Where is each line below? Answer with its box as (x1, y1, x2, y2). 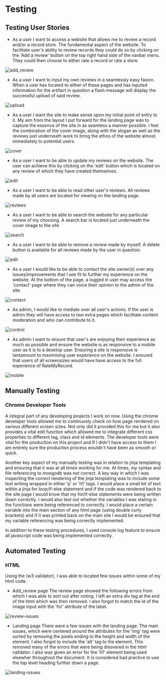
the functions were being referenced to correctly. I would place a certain (5, 502, 153, 508)
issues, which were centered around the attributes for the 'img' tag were (12, 628, 160, 634)
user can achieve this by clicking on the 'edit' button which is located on (12, 163, 160, 168)
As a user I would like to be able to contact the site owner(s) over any (12, 266, 154, 272)
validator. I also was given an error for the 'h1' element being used (12, 649, 147, 655)
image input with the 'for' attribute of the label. (12, 604, 108, 609)
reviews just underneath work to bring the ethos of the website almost (12, 133, 156, 139)
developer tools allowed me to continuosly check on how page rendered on (5, 418, 160, 424)
